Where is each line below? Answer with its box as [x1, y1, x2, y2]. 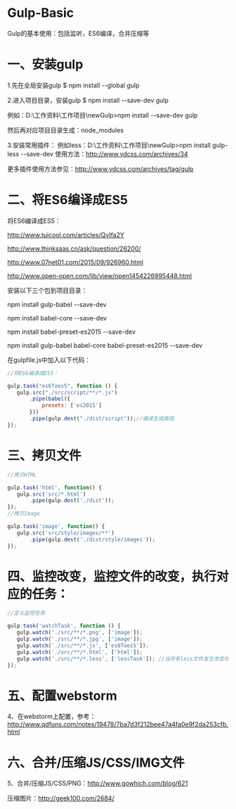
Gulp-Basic [7, 5, 74, 21]
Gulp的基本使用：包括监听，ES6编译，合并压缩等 [7, 29, 150, 37]
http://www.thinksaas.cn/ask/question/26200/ [7, 244, 142, 253]
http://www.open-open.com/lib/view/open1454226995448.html [7, 271, 192, 280]
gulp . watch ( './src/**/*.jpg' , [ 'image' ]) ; [16, 636, 143, 643]
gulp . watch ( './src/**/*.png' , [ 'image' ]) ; [16, 629, 143, 636]
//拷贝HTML [7, 471, 37, 478]
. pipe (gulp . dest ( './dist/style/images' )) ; [29, 536, 156, 543]
